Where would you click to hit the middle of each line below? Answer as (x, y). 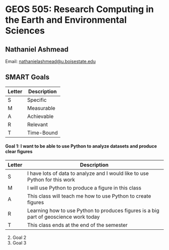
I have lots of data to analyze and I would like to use (88, 173)
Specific (37, 100)
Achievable (40, 116)
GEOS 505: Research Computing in (80, 9)
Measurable (41, 108)
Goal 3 (19, 243)
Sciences (25, 31)
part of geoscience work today (64, 217)
